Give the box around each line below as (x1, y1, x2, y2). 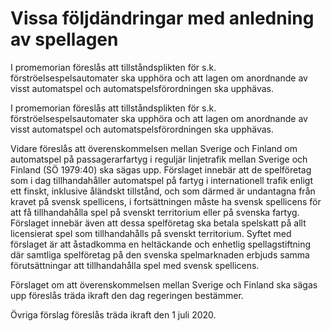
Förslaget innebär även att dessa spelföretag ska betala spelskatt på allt (10, 217, 307, 229)
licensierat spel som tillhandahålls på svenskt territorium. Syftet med (10, 227, 292, 239)
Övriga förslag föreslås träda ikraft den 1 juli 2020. (10, 308, 217, 321)
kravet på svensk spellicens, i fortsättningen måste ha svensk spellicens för (10, 195, 322, 207)
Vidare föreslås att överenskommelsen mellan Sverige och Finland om (10, 142, 298, 154)
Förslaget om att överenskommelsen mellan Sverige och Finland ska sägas (10, 278, 318, 291)
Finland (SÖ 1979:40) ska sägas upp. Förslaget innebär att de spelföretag (10, 163, 312, 176)
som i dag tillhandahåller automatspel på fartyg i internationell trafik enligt (10, 174, 313, 186)
